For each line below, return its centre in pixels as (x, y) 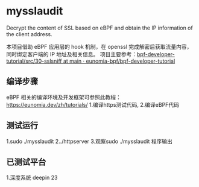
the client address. (29, 34)
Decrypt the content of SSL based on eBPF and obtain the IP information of (99, 28)
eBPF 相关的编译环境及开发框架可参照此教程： (64, 97)
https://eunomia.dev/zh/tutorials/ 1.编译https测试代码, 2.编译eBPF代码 (93, 104)
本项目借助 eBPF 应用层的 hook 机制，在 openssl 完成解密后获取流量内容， (99, 46)
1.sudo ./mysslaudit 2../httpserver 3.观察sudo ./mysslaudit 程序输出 (90, 141)
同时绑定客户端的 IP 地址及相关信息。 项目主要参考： (72, 54)
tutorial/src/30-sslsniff (34, 61)
